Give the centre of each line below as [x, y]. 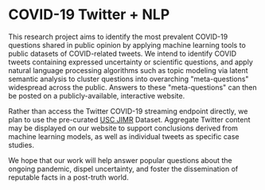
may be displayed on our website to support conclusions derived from [123, 128]
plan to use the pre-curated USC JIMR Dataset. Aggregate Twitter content [129, 119]
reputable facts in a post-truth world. [68, 177]
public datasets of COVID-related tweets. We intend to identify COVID [123, 53]
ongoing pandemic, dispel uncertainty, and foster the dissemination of [123, 169]
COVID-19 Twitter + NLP [89, 15]
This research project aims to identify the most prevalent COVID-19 [118, 37]
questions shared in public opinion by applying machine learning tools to [127, 45]
